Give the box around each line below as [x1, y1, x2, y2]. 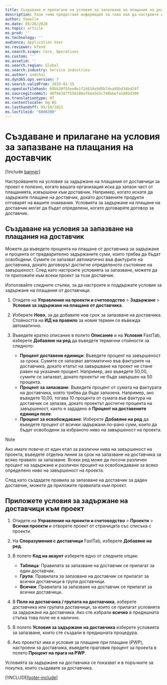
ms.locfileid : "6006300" [5, 109, 57, 115]
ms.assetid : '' [5, 58, 37, 63]
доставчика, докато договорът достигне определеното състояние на [5, 262, 153, 268]
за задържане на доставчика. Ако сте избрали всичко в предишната [12, 610, 159, 616]
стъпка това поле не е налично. [12, 615, 80, 621]
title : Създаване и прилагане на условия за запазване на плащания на [5, 7, 155, 12]
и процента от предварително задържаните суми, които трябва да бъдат [5, 251, 161, 257]
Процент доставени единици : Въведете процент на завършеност [19, 352, 161, 358]
